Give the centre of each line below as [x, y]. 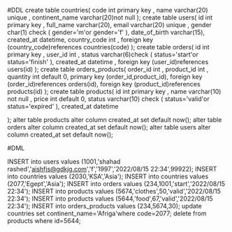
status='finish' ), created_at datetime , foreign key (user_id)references [108, 62]
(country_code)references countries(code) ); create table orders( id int [108, 47]
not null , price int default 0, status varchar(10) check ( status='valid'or [108, 99]
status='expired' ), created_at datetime [63, 106]
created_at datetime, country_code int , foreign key [80, 40]
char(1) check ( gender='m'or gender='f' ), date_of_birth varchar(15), [106, 32]
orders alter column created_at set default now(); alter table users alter [109, 127]
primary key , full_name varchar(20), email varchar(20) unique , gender [109, 25]
